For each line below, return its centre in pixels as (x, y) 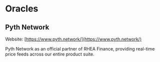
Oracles (22, 9)
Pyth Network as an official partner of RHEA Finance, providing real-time (80, 49)
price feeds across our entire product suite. (50, 54)
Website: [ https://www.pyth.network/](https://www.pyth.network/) (73, 39)
